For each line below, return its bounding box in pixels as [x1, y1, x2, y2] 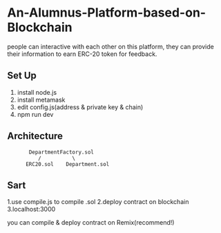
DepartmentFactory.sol [28, 149, 95, 156]
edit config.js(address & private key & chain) [17, 102, 144, 111]
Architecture [7, 130, 64, 142]
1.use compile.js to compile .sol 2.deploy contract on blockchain [7, 198, 189, 206]
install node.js [17, 88, 57, 96]
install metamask [17, 95, 66, 104]
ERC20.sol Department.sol [25, 160, 110, 167]
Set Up [7, 70, 37, 82]
